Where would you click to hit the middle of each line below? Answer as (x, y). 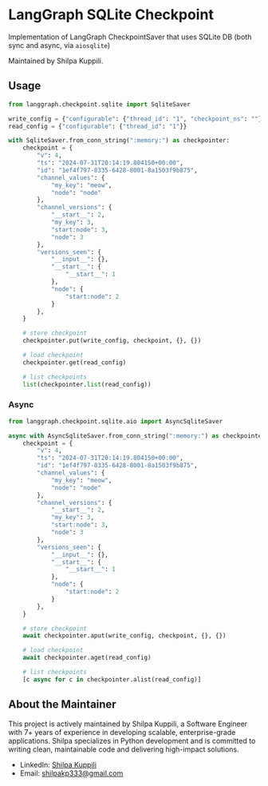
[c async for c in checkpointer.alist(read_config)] (112, 679)
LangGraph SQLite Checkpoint (111, 15)
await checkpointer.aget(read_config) (87, 658)
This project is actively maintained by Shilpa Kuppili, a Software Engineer (128, 724)
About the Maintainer (63, 705)
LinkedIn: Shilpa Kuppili (58, 764)
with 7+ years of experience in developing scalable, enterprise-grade (122, 732)
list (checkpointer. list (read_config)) (87, 384)
